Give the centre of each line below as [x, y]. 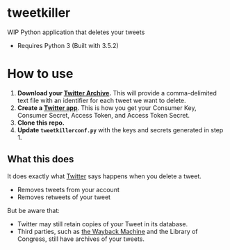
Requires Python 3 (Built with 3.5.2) [68, 45]
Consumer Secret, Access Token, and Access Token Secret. [103, 115]
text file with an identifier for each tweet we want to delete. [101, 100]
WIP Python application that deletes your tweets [76, 32]
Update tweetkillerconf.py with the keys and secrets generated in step [120, 130]
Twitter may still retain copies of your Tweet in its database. [102, 224]
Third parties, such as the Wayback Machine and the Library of [107, 231]
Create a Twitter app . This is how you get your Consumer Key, [107, 108]
